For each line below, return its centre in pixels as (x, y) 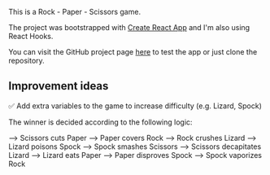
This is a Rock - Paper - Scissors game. (74, 12)
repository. (26, 61)
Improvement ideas (59, 86)
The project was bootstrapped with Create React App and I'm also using (129, 27)
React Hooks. (31, 36)
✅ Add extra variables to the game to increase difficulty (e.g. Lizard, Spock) (135, 106)
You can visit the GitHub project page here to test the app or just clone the (133, 52)
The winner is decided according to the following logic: (100, 122)
